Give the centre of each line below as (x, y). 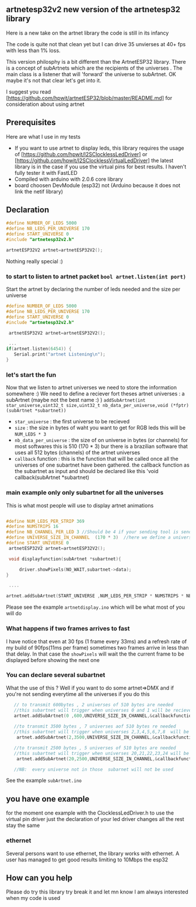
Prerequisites (31, 123)
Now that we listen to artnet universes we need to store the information (91, 388)
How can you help (39, 877)
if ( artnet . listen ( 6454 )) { (39, 349)
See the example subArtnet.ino (44, 781)
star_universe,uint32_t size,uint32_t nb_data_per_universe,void (87, 406)
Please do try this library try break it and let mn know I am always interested (97, 892)
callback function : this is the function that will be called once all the (97, 459)
